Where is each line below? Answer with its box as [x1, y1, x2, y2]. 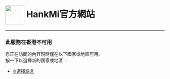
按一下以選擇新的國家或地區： [5, 57, 67, 63]
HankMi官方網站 [26, 8, 95, 20]
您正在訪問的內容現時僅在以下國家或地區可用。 [5, 51, 103, 57]
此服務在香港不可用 [5, 38, 52, 46]
